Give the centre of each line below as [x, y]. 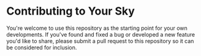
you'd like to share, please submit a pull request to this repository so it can [100, 41]
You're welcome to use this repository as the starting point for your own [97, 28]
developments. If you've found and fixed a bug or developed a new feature [100, 34]
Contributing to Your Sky [70, 11]
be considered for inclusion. [42, 47]
